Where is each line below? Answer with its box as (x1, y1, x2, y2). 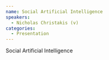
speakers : (5, 14, 31, 20)
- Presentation (11, 31, 49, 37)
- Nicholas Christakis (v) (11, 20, 79, 26)
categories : (5, 25, 36, 31)
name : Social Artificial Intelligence (5, 8, 103, 15)
